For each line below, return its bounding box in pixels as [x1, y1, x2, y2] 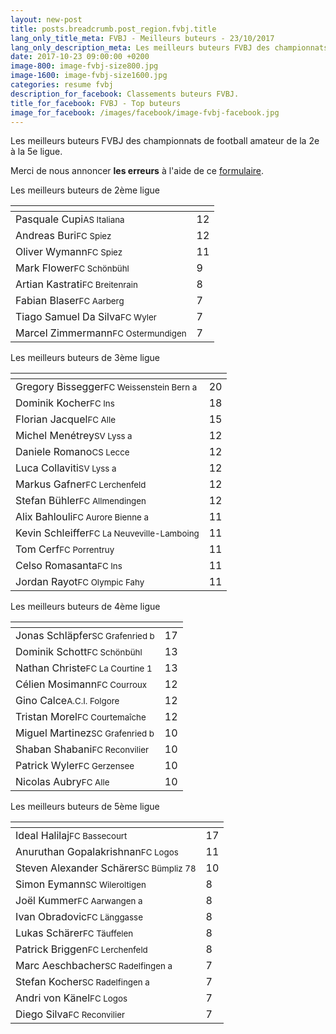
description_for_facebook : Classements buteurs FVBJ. [10, 89, 240, 99]
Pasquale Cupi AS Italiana [15, 212, 125, 226]
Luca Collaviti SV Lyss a [15, 461, 117, 475]
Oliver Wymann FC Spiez [15, 245, 123, 259]
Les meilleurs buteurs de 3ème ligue [10, 352, 161, 364]
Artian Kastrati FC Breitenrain [15, 277, 138, 291]
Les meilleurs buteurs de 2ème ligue [10, 184, 160, 196]
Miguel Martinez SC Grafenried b [15, 726, 155, 740]
